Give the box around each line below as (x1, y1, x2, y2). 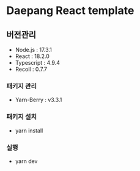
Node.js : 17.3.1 (15, 46, 52, 53)
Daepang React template (6, 4, 134, 18)
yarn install (15, 126, 43, 134)
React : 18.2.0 (15, 53, 50, 60)
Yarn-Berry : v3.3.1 (15, 96, 62, 104)
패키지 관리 (6, 82, 37, 90)
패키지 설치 (6, 112, 37, 121)
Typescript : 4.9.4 (15, 59, 60, 66)
